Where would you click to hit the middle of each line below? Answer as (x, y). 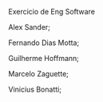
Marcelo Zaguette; (39, 74)
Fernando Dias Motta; (44, 43)
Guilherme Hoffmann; (44, 58)
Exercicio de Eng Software (52, 12)
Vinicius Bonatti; (35, 89)
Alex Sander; (29, 27)
